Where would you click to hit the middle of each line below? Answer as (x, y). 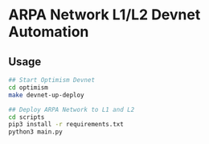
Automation (49, 32)
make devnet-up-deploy (46, 95)
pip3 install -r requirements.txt (66, 125)
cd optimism (28, 87)
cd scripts (27, 117)
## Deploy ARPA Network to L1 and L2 (72, 109)
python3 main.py (35, 132)
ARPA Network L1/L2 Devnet (104, 15)
